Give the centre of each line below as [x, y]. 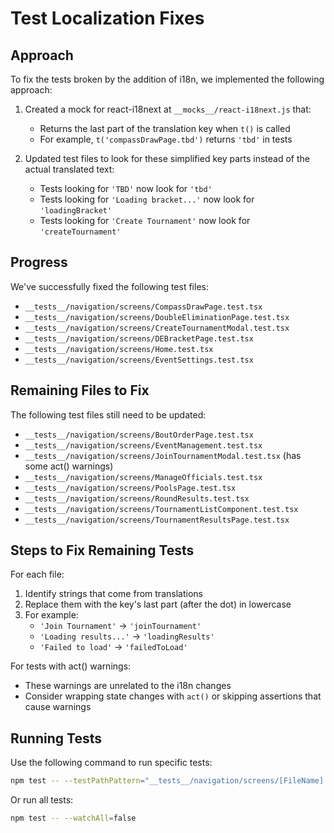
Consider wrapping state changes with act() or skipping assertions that [173, 696]
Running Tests [56, 738]
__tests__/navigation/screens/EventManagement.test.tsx [143, 445]
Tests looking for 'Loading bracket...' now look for [147, 199]
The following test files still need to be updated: [108, 414]
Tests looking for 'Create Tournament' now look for [145, 220]
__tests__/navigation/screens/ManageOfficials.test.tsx [143, 477]
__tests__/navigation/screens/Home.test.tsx [119, 349]
